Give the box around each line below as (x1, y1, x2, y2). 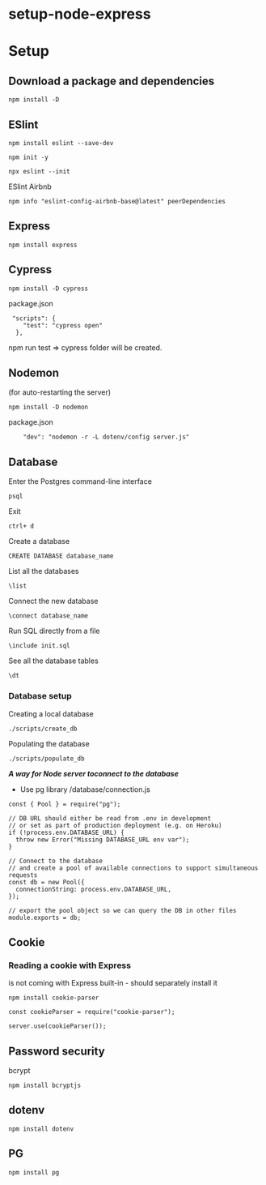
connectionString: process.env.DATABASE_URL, (15, 885, 172, 893)
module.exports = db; (8, 913, 82, 922)
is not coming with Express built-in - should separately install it (8, 978, 218, 988)
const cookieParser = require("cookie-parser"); (8, 1008, 175, 1016)
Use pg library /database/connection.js (19, 784, 151, 794)
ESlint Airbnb (8, 182, 52, 191)
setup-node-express (8, 5, 151, 24)
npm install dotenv (8, 1124, 74, 1133)
